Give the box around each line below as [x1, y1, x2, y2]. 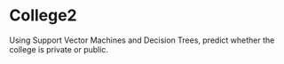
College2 [9, 5, 77, 26]
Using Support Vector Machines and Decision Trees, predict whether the [9, 35, 275, 45]
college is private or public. [9, 44, 109, 54]
